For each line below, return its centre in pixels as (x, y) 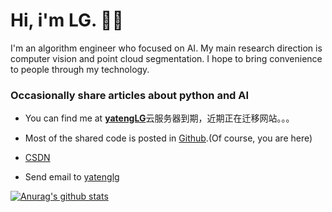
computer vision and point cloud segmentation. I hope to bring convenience (166, 58)
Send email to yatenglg (72, 177)
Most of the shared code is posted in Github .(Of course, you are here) (168, 138)
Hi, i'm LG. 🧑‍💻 (67, 20)
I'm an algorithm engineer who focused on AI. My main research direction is (166, 48)
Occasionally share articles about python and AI (130, 95)
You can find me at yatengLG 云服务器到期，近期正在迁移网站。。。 (159, 118)
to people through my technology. (80, 69)
